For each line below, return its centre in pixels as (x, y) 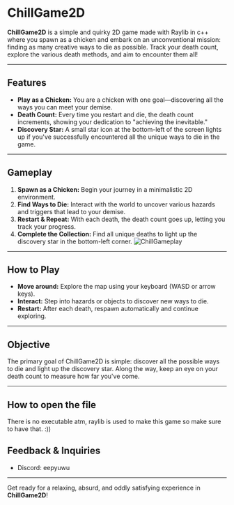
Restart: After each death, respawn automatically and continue (108, 309)
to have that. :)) (29, 429)
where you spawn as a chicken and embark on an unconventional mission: (114, 39)
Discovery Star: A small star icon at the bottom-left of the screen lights (119, 129)
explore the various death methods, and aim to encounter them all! (103, 54)
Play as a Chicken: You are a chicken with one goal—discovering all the (120, 100)
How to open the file (52, 405)
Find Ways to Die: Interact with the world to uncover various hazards (116, 204)
